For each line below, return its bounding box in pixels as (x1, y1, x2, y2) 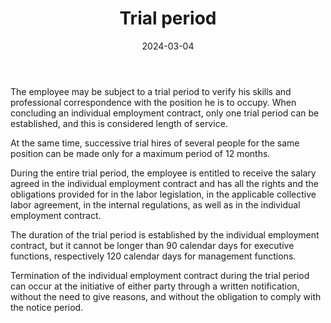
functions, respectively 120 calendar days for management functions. (10, 250, 297, 262)
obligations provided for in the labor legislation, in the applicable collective (10, 188, 317, 200)
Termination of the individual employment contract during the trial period (10, 269, 310, 281)
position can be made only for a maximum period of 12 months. (10, 147, 271, 159)
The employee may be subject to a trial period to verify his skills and (10, 85, 292, 97)
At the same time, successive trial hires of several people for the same (10, 137, 300, 149)
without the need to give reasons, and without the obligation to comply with (10, 290, 322, 302)
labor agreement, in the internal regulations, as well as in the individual (10, 198, 301, 211)
